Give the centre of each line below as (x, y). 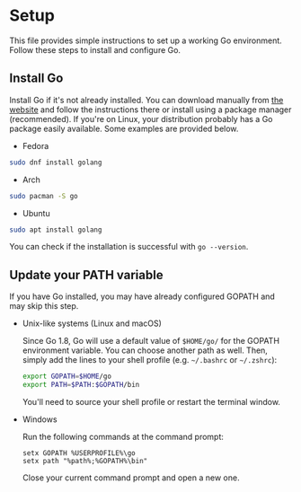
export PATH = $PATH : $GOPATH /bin (81, 385)
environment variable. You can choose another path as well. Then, (145, 350)
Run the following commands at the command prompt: (123, 436)
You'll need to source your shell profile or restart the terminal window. (151, 401)
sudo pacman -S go (44, 196)
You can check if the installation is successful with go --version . (129, 247)
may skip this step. (44, 306)
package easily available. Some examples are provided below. (124, 128)
